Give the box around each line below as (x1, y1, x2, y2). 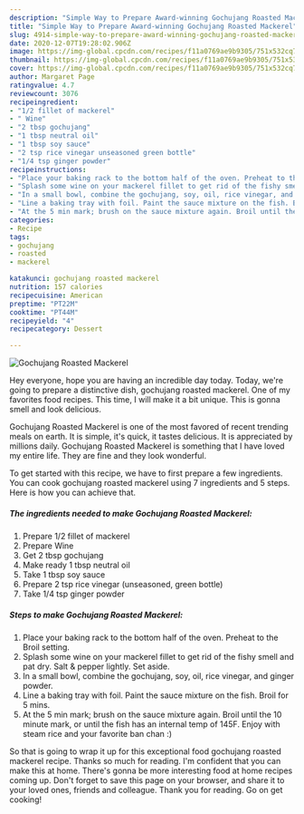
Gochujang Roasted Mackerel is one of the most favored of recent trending (9, 422, 290, 432)
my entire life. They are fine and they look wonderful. (9, 451, 207, 461)
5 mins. (22, 700, 51, 711)
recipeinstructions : (9, 165, 88, 174)
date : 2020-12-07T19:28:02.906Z (9, 38, 131, 48)
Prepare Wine (22, 540, 74, 551)
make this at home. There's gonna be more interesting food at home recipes (9, 765, 293, 776)
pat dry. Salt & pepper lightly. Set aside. (22, 661, 170, 672)
